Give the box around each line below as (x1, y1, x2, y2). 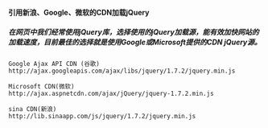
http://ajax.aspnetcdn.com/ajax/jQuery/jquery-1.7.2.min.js (8, 89, 215, 97)
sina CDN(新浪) (8, 105, 57, 113)
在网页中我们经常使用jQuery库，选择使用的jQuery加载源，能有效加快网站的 (8, 27, 259, 37)
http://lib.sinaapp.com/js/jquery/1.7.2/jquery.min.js (8, 112, 196, 120)
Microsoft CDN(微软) (8, 82, 75, 90)
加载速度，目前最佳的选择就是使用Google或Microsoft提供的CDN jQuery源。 (8, 37, 262, 47)
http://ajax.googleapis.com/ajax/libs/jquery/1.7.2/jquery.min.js (8, 67, 236, 75)
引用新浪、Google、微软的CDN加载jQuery (8, 7, 150, 17)
